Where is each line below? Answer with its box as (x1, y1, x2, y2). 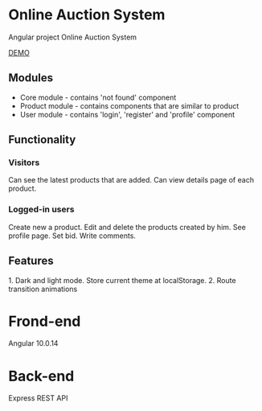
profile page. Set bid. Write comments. (8, 231, 137, 240)
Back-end (8, 367, 75, 385)
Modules (8, 71, 54, 85)
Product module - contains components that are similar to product (19, 101, 239, 110)
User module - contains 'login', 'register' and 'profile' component (19, 109, 235, 119)
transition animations (8, 284, 78, 294)
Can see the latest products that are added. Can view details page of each (8, 175, 255, 185)
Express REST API (8, 393, 68, 403)
